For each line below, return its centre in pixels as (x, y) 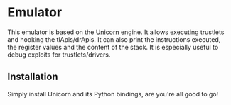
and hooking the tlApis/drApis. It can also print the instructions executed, (114, 39)
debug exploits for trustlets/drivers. (59, 55)
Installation (33, 77)
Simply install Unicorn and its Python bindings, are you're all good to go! (113, 94)
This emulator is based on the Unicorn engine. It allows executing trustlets (116, 32)
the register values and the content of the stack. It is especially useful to (113, 47)
